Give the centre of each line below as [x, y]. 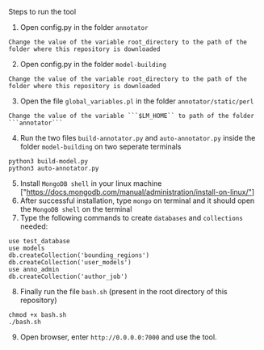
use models [27, 248]
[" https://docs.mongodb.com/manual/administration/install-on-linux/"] [137, 192]
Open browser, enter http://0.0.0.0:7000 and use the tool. [118, 337]
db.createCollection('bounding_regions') [79, 255]
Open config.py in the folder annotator [84, 27]
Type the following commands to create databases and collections [132, 218]
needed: [34, 226]
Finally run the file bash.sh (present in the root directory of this [124, 291]
